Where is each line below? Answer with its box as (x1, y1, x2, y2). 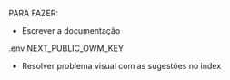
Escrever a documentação (21, 25, 121, 35)
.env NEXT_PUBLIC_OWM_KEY (8, 43, 125, 54)
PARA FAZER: (8, 8, 59, 18)
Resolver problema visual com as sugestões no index (21, 61, 222, 71)
